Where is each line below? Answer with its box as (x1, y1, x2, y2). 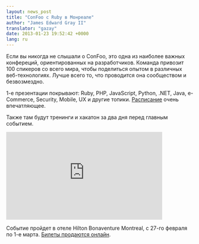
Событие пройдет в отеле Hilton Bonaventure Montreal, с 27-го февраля (6, 224, 188, 232)
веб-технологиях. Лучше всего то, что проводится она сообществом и (6, 72, 187, 79)
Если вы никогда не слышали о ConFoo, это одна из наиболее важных (6, 53, 185, 60)
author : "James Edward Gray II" (6, 20, 86, 26)
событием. (6, 120, 34, 127)
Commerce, (6, 96, 35, 103)
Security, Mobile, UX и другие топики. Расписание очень (36, 96, 179, 103)
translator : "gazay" (6, 25, 58, 32)
